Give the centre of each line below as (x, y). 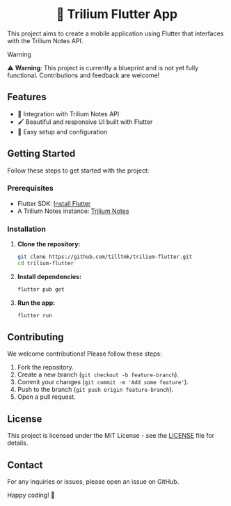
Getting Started (41, 153)
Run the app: (36, 303)
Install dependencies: (49, 276)
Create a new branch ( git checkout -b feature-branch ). (98, 374)
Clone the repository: (49, 244)
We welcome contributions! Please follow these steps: (85, 354)
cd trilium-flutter (46, 264)
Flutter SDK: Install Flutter (54, 203)
